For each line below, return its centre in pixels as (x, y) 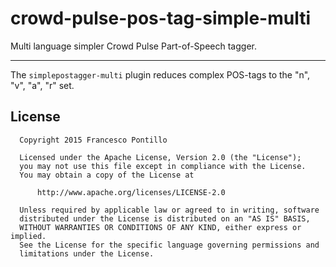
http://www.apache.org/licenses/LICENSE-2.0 (131, 192)
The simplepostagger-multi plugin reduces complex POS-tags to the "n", (160, 74)
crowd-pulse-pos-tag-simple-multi (160, 18)
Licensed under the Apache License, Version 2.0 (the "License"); (160, 157)
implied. (28, 236)
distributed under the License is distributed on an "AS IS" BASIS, (165, 218)
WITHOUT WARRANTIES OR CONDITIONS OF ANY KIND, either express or (160, 227)
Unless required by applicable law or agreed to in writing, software (169, 210)
